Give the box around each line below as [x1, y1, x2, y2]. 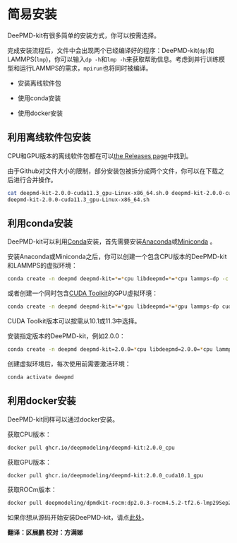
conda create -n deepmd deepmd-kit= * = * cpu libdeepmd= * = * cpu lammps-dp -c [7, 275, 229, 282]
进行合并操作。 [13, 175, 57, 184]
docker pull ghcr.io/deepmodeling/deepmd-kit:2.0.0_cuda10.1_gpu [7, 472, 203, 479]
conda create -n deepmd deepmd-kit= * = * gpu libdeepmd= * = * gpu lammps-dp [7, 303, 219, 311]
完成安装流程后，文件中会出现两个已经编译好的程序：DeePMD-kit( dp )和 [7, 46, 214, 54]
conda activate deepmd [7, 374, 74, 381]
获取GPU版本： [7, 458, 51, 466]
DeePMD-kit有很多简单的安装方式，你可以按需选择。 [7, 31, 161, 40]
